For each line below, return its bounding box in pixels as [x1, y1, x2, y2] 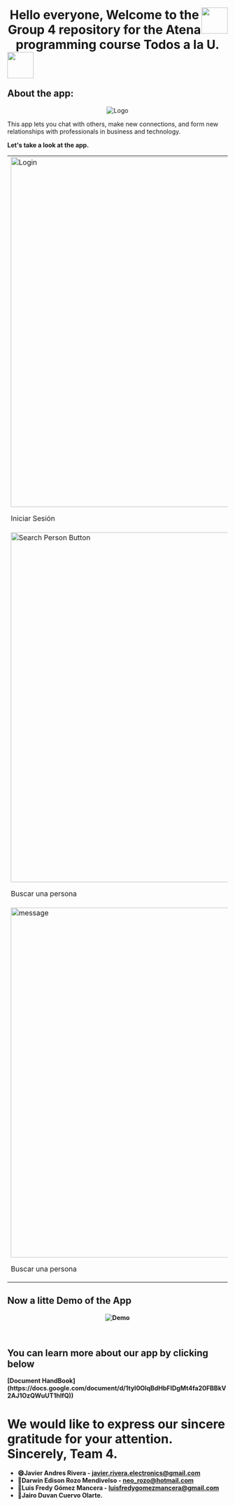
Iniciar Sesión [10, 513, 55, 523]
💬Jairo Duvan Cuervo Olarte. [17, 1491, 103, 1500]
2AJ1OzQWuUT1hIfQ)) [7, 1391, 74, 1400]
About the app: [7, 87, 74, 99]
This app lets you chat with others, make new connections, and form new [7, 120, 219, 128]
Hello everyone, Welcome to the [9, 7, 199, 23]
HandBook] [41, 1377, 76, 1385]
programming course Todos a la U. [15, 37, 220, 52]
